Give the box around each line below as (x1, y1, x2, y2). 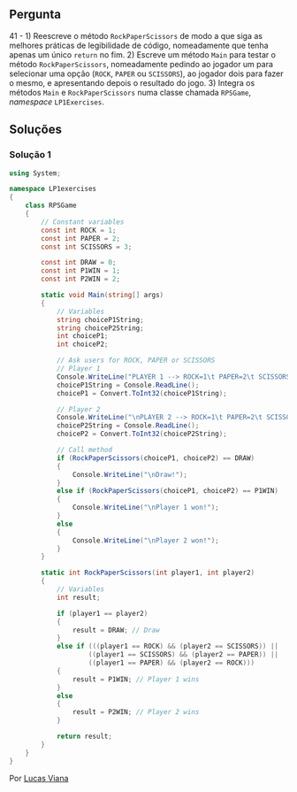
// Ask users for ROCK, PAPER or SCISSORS (56, 356, 216, 365)
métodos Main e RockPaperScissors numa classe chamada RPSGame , (9, 87, 252, 97)
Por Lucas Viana (9, 773, 69, 783)
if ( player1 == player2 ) (56, 609, 148, 618)
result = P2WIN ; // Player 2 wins (72, 708, 200, 717)
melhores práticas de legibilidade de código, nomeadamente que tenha (9, 40, 269, 50)
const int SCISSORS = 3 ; (41, 242, 133, 251)
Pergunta (9, 7, 62, 22)
